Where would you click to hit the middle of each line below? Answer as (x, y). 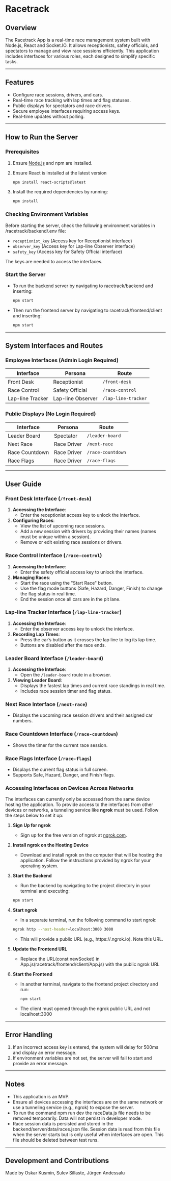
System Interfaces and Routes (54, 346)
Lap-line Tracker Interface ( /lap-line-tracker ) (64, 612)
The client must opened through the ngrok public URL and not (85, 1009)
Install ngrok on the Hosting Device (51, 845)
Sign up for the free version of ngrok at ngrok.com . (74, 835)
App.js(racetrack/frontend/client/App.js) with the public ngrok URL (90, 964)
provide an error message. (40, 1063)
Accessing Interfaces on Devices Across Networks (69, 788)
